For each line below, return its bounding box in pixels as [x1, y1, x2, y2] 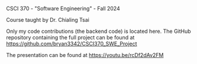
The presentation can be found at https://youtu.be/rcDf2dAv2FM [6, 52, 164, 58]
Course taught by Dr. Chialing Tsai [6, 16, 90, 23]
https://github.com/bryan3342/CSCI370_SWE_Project [6, 41, 137, 47]
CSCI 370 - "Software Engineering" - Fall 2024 [6, 5, 120, 12]
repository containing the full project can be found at [6, 34, 135, 41]
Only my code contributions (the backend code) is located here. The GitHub [6, 28, 191, 35]
